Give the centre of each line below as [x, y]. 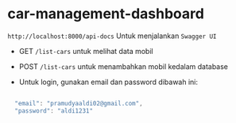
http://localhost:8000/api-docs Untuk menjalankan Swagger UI [112, 36]
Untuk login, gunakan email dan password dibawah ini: [108, 82]
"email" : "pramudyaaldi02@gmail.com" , [79, 103]
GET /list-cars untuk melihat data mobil [86, 51]
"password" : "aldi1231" [54, 111]
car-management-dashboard [106, 14]
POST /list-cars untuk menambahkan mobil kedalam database [123, 66]
